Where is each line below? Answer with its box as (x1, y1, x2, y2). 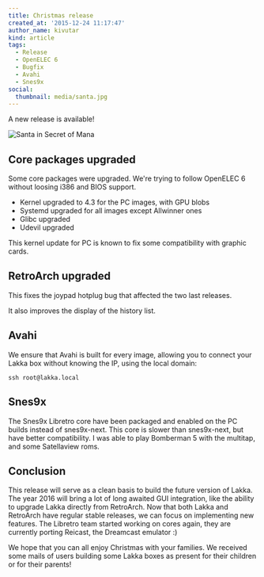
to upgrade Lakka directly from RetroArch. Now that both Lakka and (8, 502, 228, 512)
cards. (8, 246, 29, 256)
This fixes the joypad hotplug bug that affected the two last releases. (8, 290, 232, 300)
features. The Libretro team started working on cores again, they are (8, 519, 232, 529)
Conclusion (8, 464, 66, 478)
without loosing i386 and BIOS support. (8, 182, 137, 192)
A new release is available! (8, 114, 95, 124)
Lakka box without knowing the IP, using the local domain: (8, 358, 198, 368)
